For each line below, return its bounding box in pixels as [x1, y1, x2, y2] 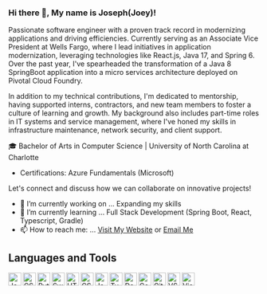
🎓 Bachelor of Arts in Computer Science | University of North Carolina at [8, 141, 249, 151]
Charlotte [8, 153, 39, 163]
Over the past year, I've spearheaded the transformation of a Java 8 [8, 59, 232, 69]
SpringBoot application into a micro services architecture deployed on [8, 68, 238, 77]
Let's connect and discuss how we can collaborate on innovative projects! [8, 183, 252, 194]
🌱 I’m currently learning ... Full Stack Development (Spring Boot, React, [19, 207, 253, 218]
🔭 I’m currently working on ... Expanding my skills [19, 199, 182, 209]
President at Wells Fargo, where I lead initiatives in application [8, 42, 211, 52]
